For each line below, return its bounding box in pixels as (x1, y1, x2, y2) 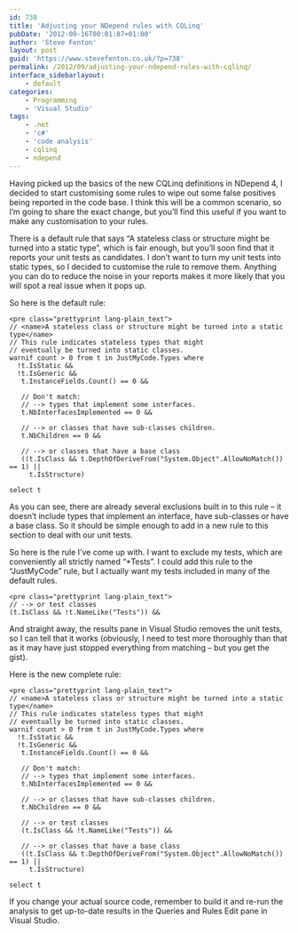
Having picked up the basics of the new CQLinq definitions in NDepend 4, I (9, 178, 283, 188)
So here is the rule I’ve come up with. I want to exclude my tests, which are (9, 546, 283, 557)
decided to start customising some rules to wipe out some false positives (9, 187, 277, 198)
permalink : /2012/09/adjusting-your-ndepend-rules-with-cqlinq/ (9, 63, 252, 72)
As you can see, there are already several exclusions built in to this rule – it (9, 501, 282, 512)
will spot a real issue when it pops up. (9, 280, 147, 291)
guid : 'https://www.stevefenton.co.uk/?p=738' (9, 54, 184, 63)
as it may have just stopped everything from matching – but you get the (9, 642, 270, 653)
